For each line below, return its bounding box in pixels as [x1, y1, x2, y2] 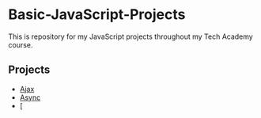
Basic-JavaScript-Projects [8, 6, 186, 24]
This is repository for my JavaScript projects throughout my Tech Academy [8, 32, 253, 41]
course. [8, 40, 33, 49]
